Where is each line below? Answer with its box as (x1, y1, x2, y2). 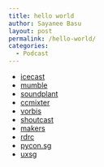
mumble (19, 80, 48, 90)
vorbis (19, 106, 42, 116)
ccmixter (19, 98, 50, 107)
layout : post (8, 27, 53, 35)
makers (19, 123, 46, 133)
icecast (19, 72, 45, 81)
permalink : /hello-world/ (8, 34, 96, 43)
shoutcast (19, 115, 54, 124)
